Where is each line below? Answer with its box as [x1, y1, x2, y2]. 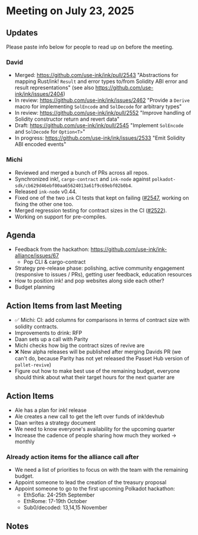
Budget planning [14, 283, 55, 291]
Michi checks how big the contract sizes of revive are [14, 342, 145, 349]
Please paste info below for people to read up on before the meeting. [6, 43, 174, 50]
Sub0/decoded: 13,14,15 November [23, 504, 108, 511]
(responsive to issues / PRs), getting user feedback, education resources [14, 271, 192, 278]
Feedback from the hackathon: [14, 246, 90, 253]
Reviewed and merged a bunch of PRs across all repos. [14, 169, 149, 176]
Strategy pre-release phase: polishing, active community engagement [14, 265, 184, 272]
